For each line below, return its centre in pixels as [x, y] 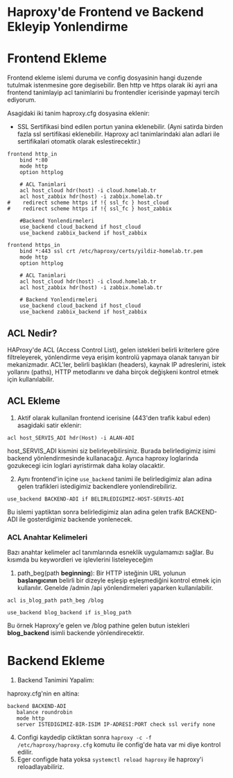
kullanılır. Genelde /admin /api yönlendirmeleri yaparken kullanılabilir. [115, 588]
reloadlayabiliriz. [41, 766]
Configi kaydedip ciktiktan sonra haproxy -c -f [84, 737]
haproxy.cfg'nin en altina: [43, 693]
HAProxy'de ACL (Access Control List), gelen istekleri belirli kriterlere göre [113, 349]
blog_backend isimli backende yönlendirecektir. [76, 633]
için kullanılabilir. [31, 379]
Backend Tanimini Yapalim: [55, 680]
